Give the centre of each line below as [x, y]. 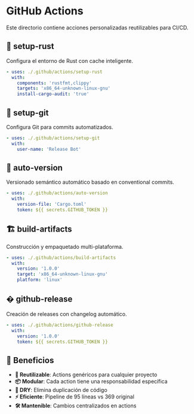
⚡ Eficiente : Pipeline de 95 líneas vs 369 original [74, 397]
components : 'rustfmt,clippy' [55, 83]
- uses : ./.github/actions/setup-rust [54, 72]
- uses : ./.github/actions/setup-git [53, 138]
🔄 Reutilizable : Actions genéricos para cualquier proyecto [86, 375]
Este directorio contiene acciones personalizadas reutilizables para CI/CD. [97, 28]
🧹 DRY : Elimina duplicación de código [61, 390]
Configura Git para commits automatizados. [60, 127]
